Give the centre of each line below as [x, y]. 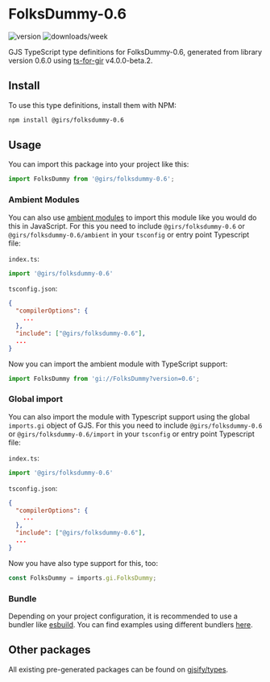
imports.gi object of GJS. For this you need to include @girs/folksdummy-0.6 [135, 425]
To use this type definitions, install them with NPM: [93, 105]
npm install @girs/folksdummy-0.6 [66, 120]
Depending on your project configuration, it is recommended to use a [123, 616]
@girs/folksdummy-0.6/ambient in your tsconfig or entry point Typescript [129, 234]
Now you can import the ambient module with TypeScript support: [118, 364]
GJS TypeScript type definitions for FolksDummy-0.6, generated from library [135, 52]
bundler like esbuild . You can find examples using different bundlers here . [131, 624]
